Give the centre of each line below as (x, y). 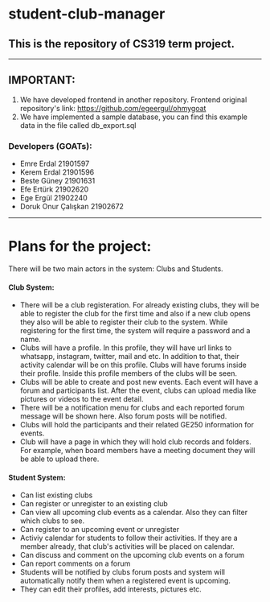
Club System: (31, 287)
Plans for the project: (80, 247)
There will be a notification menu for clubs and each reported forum (132, 408)
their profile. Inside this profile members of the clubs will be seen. (128, 373)
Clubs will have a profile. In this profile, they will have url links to (126, 348)
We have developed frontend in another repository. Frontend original (133, 99)
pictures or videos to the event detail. (82, 399)
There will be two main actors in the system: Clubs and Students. (116, 269)
